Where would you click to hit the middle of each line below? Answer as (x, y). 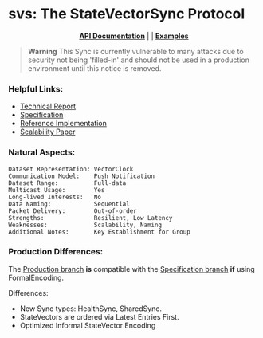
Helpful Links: (36, 88)
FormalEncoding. (36, 277)
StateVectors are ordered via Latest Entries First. (99, 316)
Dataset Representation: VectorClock (71, 169)
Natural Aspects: (42, 152)
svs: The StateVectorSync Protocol (127, 14)
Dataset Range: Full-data (67, 183)
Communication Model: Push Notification (82, 176)
